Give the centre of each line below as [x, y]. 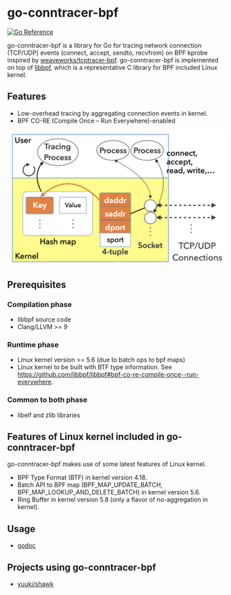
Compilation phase [40, 304]
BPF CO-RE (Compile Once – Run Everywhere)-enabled [96, 121]
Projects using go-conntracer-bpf [82, 567]
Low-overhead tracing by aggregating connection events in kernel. [112, 113]
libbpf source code [44, 319]
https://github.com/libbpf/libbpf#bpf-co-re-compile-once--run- [108, 375]
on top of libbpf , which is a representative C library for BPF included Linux [112, 67]
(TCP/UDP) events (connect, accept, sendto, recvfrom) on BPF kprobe [108, 53]
